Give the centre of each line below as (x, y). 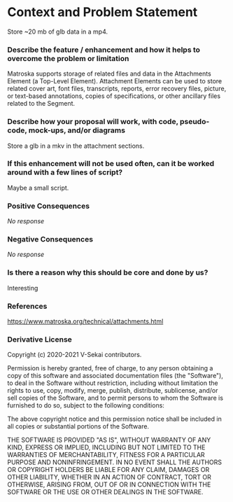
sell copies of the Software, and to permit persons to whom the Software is (115, 398)
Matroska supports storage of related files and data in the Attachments (109, 74)
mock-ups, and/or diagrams (77, 130)
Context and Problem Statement (103, 12)
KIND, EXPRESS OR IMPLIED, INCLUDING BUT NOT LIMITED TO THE (106, 447)
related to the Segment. (41, 104)
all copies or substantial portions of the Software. (78, 426)
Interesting (23, 288)
